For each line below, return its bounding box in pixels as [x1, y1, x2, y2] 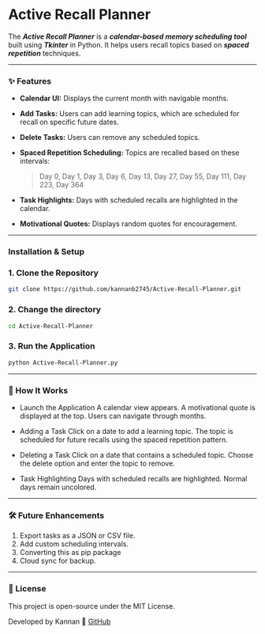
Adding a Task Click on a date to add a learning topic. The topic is [19, 426, 234, 436]
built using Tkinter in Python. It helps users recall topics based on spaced [8, 40, 249, 49]
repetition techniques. [8, 48, 81, 58]
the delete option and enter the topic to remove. [19, 459, 175, 468]
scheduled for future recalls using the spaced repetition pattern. [19, 435, 229, 444]
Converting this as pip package [19, 548, 121, 557]
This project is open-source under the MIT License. [8, 601, 176, 610]
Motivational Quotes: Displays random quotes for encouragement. [19, 219, 238, 228]
